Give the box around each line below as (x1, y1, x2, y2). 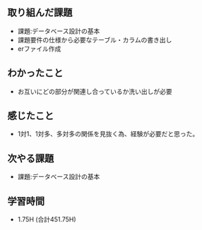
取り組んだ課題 (7, 6, 73, 19)
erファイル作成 (17, 44, 61, 53)
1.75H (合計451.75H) (17, 215, 76, 224)
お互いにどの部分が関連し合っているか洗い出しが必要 (17, 87, 173, 95)
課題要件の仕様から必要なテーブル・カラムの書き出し (17, 35, 172, 44)
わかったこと (7, 67, 64, 79)
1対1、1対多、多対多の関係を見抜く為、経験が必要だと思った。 (17, 130, 199, 138)
